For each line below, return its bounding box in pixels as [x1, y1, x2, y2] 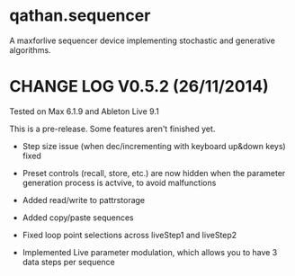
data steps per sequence [22, 256, 115, 267]
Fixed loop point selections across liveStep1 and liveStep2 [22, 229, 237, 240]
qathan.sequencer [9, 5, 151, 26]
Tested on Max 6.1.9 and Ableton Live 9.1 [9, 105, 159, 117]
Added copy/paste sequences [22, 212, 134, 223]
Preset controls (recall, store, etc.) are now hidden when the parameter [22, 167, 286, 178]
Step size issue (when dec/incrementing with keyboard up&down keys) [22, 140, 286, 151]
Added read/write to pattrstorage [22, 194, 146, 205]
